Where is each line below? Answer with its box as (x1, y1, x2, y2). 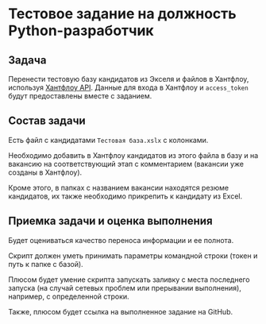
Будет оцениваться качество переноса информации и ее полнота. (8, 235, 234, 245)
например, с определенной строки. (8, 291, 129, 301)
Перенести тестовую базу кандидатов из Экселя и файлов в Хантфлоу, (8, 75, 249, 83)
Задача (8, 53, 47, 67)
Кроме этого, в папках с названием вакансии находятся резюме (8, 183, 229, 192)
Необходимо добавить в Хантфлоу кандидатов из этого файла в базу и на (8, 150, 259, 160)
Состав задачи (8, 114, 86, 128)
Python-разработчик (8, 21, 154, 40)
